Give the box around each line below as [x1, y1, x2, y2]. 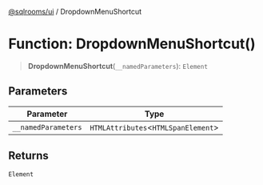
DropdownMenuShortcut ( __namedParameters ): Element [27, 61, 208, 70]
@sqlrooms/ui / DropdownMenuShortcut [8, 7, 142, 16]
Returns [8, 149, 50, 163]
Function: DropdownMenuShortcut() [8, 35, 256, 53]
